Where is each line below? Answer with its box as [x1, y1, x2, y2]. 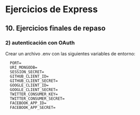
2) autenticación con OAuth [5, 39, 75, 46]
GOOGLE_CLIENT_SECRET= [10, 87, 58, 92]
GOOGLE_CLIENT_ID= [10, 82, 49, 88]
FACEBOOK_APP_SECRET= [10, 105, 56, 110]
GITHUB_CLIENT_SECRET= [10, 78, 58, 83]
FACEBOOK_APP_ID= [10, 100, 47, 105]
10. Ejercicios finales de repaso [5, 24, 106, 33]
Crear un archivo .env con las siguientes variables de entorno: [5, 50, 136, 56]
